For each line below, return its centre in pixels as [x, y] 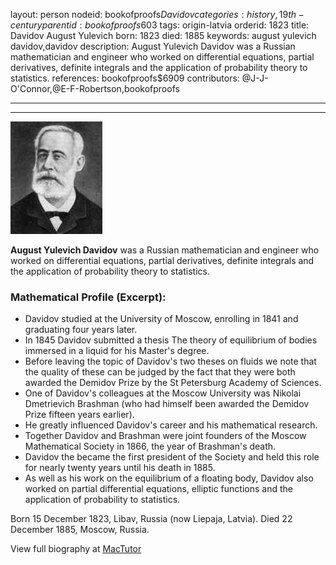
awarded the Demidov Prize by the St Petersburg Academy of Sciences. [173, 383]
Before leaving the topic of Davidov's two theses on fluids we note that [170, 361]
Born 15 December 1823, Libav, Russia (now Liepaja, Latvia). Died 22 [151, 519]
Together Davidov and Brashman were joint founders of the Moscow [165, 436]
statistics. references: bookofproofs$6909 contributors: [125, 78]
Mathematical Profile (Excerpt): [88, 297]
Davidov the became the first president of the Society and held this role [172, 457]
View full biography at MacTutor [76, 549]
